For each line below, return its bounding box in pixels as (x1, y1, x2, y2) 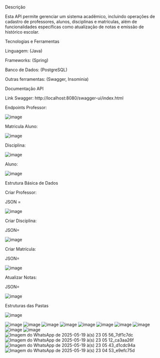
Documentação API (5, 86, 44, 92)
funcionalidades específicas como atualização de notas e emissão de (5, 24, 144, 30)
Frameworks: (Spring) (5, 57, 48, 63)
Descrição (5, 4, 26, 10)
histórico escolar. (5, 29, 40, 35)
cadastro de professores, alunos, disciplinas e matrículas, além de (5, 19, 137, 24)
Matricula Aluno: (5, 124, 38, 129)
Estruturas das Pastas (5, 303, 49, 308)
